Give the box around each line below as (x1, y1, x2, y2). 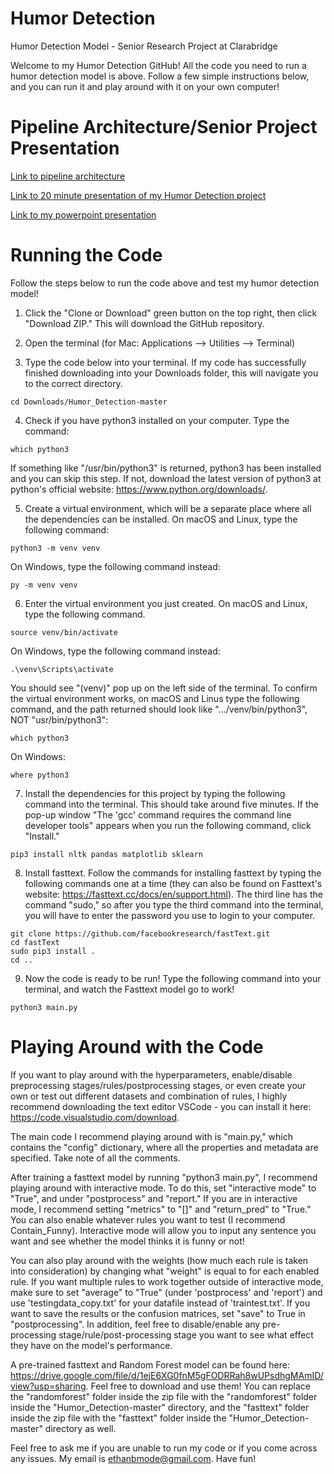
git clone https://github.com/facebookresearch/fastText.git (10, 928, 271, 939)
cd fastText (10, 937, 60, 947)
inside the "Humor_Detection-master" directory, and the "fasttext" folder (10, 1401, 310, 1413)
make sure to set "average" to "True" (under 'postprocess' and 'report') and (10, 1286, 323, 1298)
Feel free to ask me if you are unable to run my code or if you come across (10, 1442, 318, 1454)
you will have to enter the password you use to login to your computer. (24, 909, 316, 921)
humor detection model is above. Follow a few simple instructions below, (10, 70, 310, 82)
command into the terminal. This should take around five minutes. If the (24, 798, 319, 810)
